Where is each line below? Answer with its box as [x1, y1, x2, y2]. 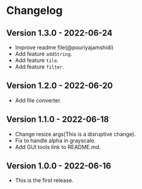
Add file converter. [15, 96, 62, 104]
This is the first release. [15, 177, 74, 184]
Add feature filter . [15, 63, 65, 70]
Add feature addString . [15, 50, 73, 58]
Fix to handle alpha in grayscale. [15, 137, 96, 144]
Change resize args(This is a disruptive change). [15, 130, 136, 138]
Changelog [6, 4, 63, 18]
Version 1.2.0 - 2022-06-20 [6, 81, 113, 91]
